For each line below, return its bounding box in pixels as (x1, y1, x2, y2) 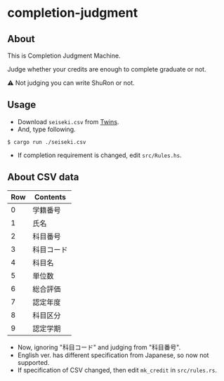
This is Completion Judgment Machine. (7, 51, 121, 60)
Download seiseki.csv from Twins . (17, 117, 119, 126)
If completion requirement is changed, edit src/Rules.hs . (17, 151, 182, 159)
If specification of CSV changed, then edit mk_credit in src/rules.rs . (17, 366, 218, 374)
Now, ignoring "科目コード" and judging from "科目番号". (17, 342, 181, 352)
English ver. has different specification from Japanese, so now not (17, 351, 209, 359)
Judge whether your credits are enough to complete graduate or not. (7, 65, 206, 73)
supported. (17, 358, 50, 366)
